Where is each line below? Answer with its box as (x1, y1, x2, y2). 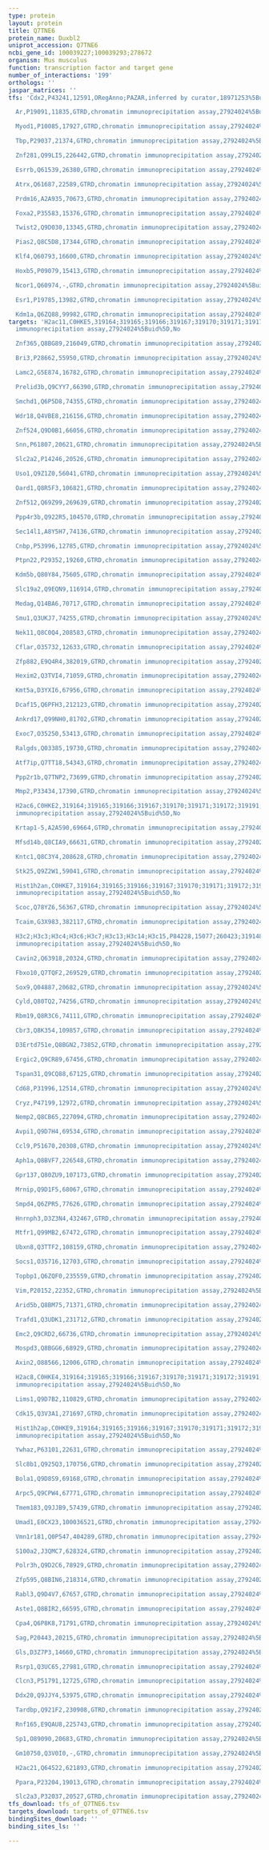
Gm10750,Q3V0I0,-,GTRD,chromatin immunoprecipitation (15, 1749, 199, 1757)
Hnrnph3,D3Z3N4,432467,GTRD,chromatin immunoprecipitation (15, 1214, 217, 1222)
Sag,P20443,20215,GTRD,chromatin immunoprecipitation (15, 1634, 199, 1642)
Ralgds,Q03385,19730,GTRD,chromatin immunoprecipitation (15, 744, 210, 752)
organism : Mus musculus (8, 57, 88, 65)
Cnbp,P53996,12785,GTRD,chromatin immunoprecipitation (15, 542, 203, 550)
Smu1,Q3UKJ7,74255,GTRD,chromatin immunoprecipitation (15, 614, 203, 622)
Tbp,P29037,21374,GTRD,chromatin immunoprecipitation (15, 137, 199, 145)
